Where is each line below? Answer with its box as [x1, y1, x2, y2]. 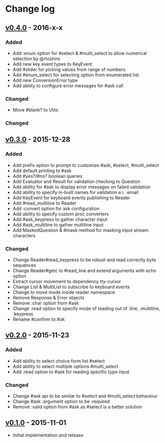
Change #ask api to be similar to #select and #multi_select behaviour [12, 393, 158, 399]
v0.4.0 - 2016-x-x [5, 23, 63, 32]
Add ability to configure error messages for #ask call [12, 82, 124, 89]
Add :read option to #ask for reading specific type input [12, 369, 130, 375]
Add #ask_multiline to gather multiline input [12, 222, 104, 228]
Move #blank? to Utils [12, 107, 59, 113]
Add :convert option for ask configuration [12, 205, 100, 211]
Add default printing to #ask [12, 168, 72, 174]
